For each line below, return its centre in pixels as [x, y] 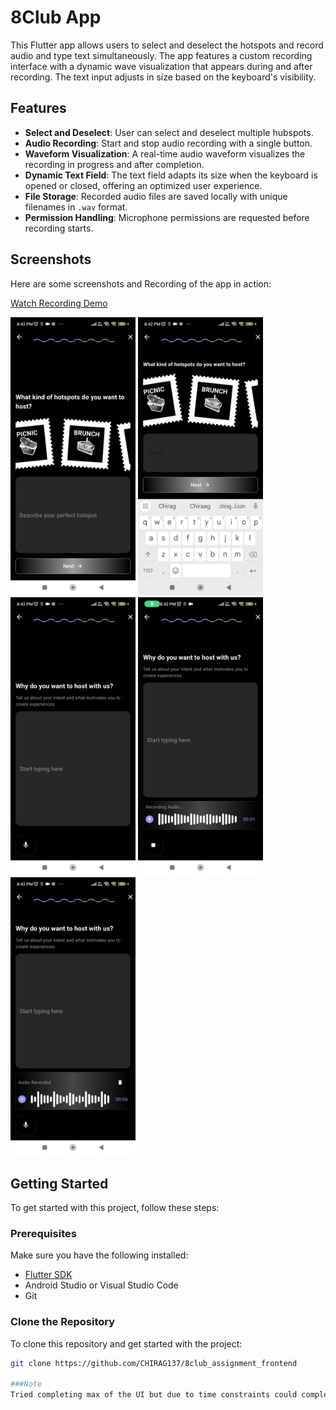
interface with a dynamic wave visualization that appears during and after [161, 66]
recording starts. [59, 228]
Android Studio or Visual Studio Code [101, 1285]
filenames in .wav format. [76, 207]
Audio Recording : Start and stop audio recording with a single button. [168, 143]
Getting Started [59, 1183]
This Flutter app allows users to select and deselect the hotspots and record [167, 45]
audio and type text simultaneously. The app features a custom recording [161, 55]
